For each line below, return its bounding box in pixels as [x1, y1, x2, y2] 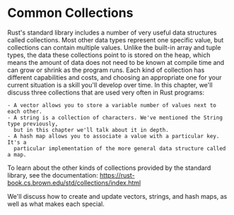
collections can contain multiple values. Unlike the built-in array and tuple [7, 43, 221, 51]
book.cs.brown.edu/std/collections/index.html [7, 178, 141, 187]
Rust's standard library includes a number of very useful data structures [7, 28, 217, 37]
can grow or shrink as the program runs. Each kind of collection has [7, 66, 205, 74]
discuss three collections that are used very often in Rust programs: [7, 88, 205, 97]
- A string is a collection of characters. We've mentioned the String [7, 114, 223, 121]
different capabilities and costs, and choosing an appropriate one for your [7, 73, 222, 82]
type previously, [7, 120, 59, 128]
